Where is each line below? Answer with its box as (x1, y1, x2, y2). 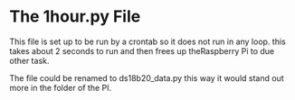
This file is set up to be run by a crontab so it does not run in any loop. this (9, 36, 287, 47)
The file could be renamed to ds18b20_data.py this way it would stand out (9, 72, 284, 83)
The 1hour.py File (9, 6, 141, 27)
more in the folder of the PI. (9, 82, 112, 93)
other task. (9, 55, 50, 66)
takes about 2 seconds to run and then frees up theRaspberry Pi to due (9, 45, 275, 56)
